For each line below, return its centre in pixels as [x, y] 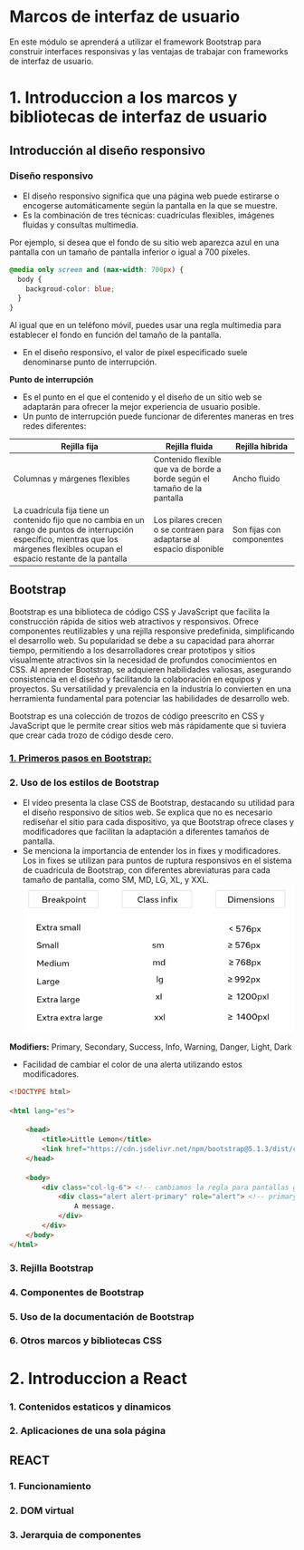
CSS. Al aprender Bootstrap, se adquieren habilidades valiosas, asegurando [151, 669]
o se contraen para [189, 530]
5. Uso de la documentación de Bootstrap [102, 1316]
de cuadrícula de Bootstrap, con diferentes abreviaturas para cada [146, 870]
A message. [95, 1206]
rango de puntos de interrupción [73, 530]
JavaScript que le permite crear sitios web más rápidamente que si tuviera [148, 725]
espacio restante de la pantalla [70, 558]
